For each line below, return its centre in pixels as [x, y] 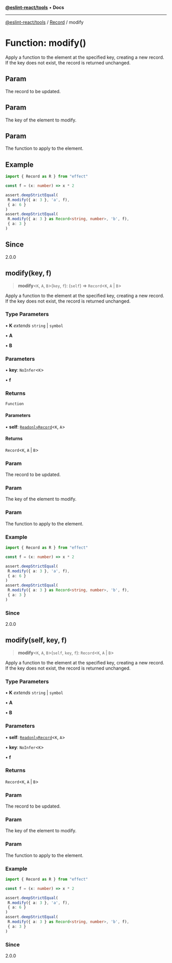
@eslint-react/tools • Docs [35, 7]
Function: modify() [46, 43]
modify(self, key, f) [36, 640]
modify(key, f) [28, 273]
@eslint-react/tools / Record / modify [45, 22]
